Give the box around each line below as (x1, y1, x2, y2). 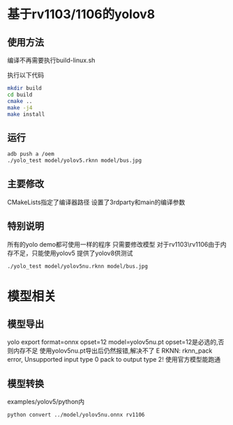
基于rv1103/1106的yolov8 (7, 6, 156, 22)
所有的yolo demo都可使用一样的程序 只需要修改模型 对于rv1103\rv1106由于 (7, 240, 221, 248)
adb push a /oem (7, 150, 54, 157)
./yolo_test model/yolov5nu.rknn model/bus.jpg (7, 263, 149, 270)
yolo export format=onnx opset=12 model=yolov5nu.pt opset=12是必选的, (7, 338, 218, 346)
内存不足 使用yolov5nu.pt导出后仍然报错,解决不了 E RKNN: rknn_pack (13, 346, 213, 355)
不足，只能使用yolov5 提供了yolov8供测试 (13, 249, 133, 257)
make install (7, 111, 45, 118)
